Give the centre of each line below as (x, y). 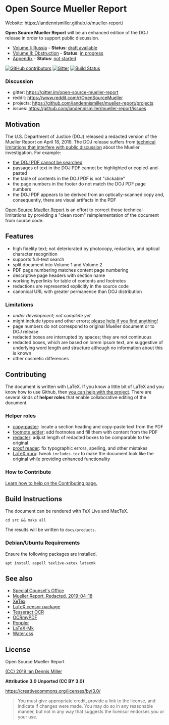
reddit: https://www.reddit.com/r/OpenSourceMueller (68, 98)
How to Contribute (28, 472)
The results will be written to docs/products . (51, 530)
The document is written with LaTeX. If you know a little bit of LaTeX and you (84, 386)
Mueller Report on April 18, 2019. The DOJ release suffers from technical (80, 142)
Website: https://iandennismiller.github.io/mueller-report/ (64, 23)
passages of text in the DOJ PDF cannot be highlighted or (72, 168)
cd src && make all (26, 520)
